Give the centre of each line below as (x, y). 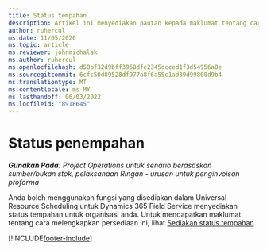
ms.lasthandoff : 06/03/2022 (55, 97)
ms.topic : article (39, 45)
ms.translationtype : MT (48, 82)
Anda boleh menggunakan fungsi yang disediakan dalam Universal (118, 198)
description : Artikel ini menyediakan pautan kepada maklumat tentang (128, 23)
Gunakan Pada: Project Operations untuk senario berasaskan (110, 165)
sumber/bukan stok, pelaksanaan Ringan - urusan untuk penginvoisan (124, 174)
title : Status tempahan (48, 15)
